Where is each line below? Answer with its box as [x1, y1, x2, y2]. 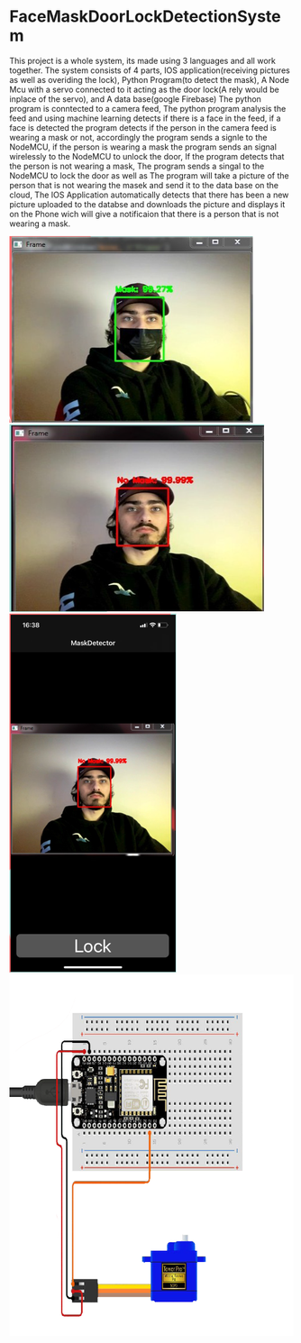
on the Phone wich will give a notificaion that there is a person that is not [9, 208, 279, 219]
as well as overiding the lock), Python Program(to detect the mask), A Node [9, 74, 290, 85]
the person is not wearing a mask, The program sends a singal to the [9, 160, 265, 171]
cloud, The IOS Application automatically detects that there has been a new [9, 189, 289, 200]
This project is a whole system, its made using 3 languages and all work [9, 55, 277, 66]
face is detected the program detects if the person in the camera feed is [9, 122, 277, 132]
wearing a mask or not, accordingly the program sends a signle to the [9, 132, 268, 142]
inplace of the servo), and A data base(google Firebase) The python [9, 93, 261, 105]
